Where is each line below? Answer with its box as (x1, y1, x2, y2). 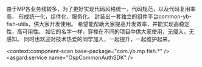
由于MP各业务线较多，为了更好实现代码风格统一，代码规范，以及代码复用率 (6, 5, 196, 12)
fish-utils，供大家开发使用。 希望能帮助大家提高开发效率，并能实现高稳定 (6, 21, 190, 27)
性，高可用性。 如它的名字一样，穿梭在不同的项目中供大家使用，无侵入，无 (6, 28, 195, 35)
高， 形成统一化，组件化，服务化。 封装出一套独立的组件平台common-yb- (6, 13, 192, 20)
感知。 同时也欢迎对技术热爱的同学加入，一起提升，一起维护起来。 (6, 36, 173, 42)
